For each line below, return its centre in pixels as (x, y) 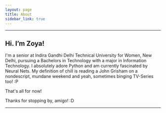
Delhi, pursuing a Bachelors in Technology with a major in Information (76, 61)
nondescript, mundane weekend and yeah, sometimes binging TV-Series (79, 76)
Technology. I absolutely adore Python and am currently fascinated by (77, 66)
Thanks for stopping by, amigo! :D (40, 101)
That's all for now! (23, 91)
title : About (19, 14)
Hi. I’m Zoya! (25, 43)
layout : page (19, 10)
